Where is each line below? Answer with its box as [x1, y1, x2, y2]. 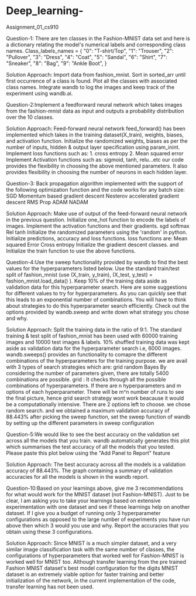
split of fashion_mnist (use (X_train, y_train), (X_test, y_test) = [6, 271, 153, 278]
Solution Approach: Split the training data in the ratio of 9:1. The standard [6, 326, 182, 333]
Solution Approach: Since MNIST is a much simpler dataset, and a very [6, 539, 177, 546]
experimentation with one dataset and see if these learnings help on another [6, 503, 190, 510]
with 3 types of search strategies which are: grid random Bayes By [6, 363, 167, 370]
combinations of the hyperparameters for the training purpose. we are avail [6, 357, 187, 364]
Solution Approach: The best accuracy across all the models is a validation [6, 461, 186, 468]
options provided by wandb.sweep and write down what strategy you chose [6, 308, 189, 315]
